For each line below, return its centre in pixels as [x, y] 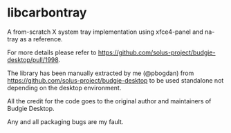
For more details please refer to [52, 52]
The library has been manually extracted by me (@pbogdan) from [101, 73]
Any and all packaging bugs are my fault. [65, 121]
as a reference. [41, 39]
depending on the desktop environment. [64, 88]
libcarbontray [47, 13]
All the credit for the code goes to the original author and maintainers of [109, 101]
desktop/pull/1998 [33, 59]
